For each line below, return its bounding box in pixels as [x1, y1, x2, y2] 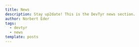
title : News [5, 7, 30, 12]
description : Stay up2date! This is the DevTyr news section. [5, 12, 136, 17]
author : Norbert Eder [5, 16, 50, 21]
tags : [5, 21, 16, 26]
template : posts [5, 35, 38, 40]
